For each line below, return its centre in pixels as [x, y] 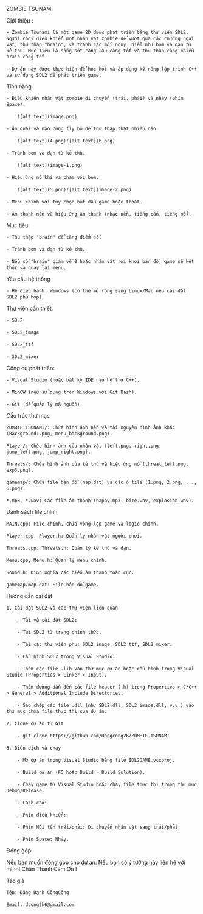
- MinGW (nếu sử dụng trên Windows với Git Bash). [72, 392]
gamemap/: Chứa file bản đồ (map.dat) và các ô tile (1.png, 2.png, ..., [102, 482]
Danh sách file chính [32, 512]
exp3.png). [20, 470]
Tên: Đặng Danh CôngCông [38, 893]
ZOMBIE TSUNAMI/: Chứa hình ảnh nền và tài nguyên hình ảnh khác [91, 427]
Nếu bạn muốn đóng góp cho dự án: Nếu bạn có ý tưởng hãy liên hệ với [96, 862]
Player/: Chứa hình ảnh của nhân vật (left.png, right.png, [84, 446]
